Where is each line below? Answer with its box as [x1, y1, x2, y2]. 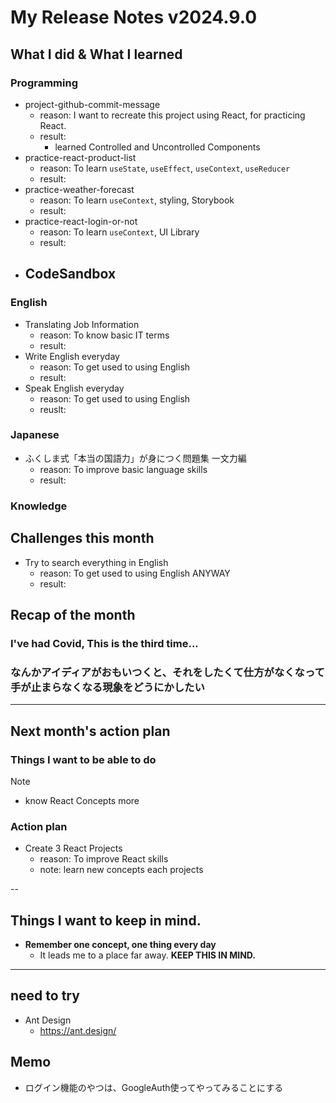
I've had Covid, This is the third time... [10, 636, 199, 650]
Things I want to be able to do [10, 752, 157, 766]
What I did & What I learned [10, 46, 183, 63]
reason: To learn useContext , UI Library [39, 226, 200, 238]
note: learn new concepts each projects [39, 864, 204, 876]
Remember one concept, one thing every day [24, 939, 217, 950]
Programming [10, 76, 78, 90]
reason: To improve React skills [39, 853, 169, 865]
